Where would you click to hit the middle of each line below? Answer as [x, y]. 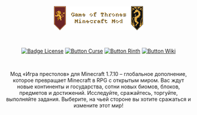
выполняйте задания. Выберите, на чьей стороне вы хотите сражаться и [99, 99]
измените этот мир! [99, 106]
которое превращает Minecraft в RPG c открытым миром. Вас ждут [99, 80]
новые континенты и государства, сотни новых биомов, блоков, [99, 87]
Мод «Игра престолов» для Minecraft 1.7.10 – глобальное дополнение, [99, 74]
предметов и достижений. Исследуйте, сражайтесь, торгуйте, [99, 93]
